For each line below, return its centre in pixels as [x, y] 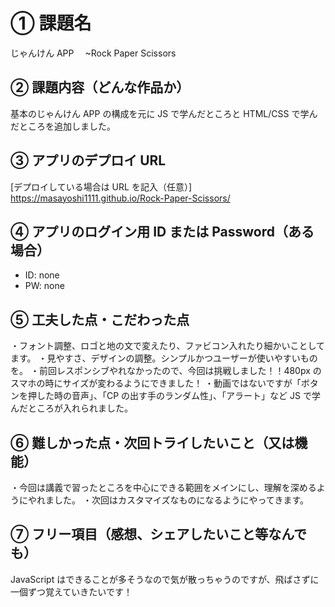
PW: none [44, 286]
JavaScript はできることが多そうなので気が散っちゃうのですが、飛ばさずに [165, 579]
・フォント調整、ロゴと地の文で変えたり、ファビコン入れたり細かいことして [168, 346]
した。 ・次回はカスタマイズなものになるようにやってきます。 [181, 500]
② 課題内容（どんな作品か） [100, 87]
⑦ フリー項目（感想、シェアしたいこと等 [139, 534]
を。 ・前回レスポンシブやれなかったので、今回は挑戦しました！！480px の [166, 371]
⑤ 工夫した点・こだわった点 [100, 319]
